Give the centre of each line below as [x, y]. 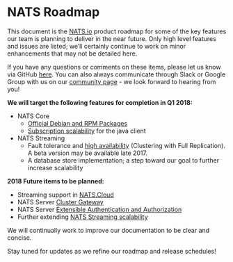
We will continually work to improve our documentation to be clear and [109, 230]
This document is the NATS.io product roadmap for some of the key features [117, 31]
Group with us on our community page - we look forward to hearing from [112, 81]
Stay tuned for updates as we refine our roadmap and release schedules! [112, 251]
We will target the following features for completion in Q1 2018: [100, 102]
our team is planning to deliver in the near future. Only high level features [112, 38]
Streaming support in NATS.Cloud [66, 195]
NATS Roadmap [54, 12]
